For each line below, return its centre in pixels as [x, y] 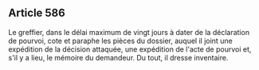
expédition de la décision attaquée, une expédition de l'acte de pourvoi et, [130, 49]
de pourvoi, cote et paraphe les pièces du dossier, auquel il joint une [120, 41]
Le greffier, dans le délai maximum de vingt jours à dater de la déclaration [129, 32]
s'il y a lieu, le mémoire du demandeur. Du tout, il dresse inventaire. [118, 57]
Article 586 [37, 13]
